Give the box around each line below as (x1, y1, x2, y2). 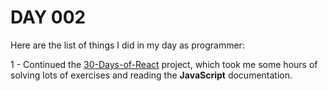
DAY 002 (10, 6, 87, 29)
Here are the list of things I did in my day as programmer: (10, 39, 245, 51)
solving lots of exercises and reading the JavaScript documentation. (10, 69, 293, 81)
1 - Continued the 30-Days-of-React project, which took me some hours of (10, 58, 318, 70)
